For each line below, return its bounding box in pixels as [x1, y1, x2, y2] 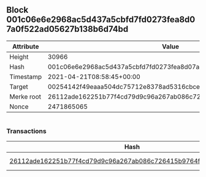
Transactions [6, 127, 47, 135]
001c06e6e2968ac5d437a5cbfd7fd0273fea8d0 [6, 15, 196, 25]
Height [9, 52, 29, 61]
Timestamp [9, 72, 42, 81]
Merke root [9, 92, 42, 100]
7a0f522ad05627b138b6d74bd [6, 24, 129, 34]
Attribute [12, 42, 39, 51]
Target [9, 82, 29, 91]
